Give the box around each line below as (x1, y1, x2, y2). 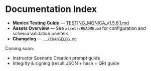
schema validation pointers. (12, 30, 70, 36)
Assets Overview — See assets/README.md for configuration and (12, 25, 146, 31)
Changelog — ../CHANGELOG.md (12, 36, 77, 42)
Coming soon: (5, 45, 34, 51)
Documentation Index (5, 3, 97, 15)
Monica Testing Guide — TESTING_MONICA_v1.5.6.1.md (12, 20, 129, 26)
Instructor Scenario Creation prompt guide (12, 55, 100, 61)
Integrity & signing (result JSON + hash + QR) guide (12, 60, 119, 66)
